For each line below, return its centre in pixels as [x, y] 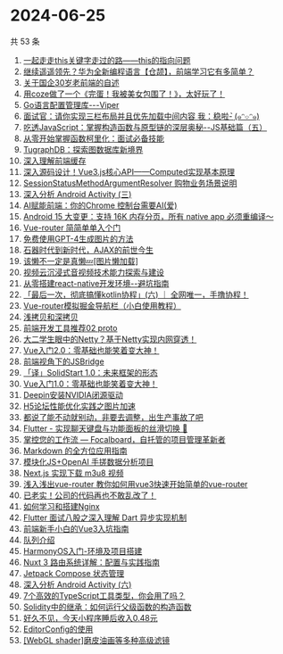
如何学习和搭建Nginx [62, 506]
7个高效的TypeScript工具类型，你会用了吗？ [104, 595]
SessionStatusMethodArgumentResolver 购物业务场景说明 [130, 183]
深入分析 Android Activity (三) [77, 194]
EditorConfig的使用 [58, 629]
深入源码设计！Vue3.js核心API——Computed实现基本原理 [129, 171]
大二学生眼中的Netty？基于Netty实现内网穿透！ [110, 339]
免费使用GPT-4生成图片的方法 [78, 238]
